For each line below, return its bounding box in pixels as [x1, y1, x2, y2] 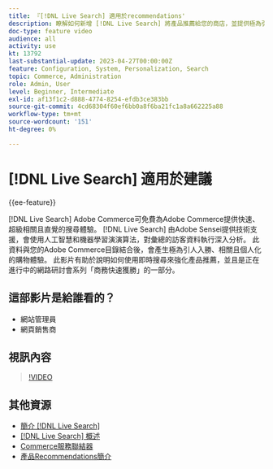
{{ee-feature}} [8, 197, 57, 207]
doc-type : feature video [8, 27, 93, 35]
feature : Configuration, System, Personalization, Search [8, 65, 209, 73]
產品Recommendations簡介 [19, 452, 112, 462]
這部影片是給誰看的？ [8, 291, 115, 305]
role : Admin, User [8, 80, 71, 88]
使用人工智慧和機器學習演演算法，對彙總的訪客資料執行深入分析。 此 [29, 234, 260, 244]
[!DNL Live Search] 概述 [19, 432, 100, 441]
